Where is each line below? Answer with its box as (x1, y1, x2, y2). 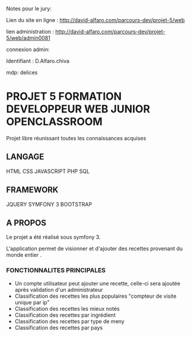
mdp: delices (6, 69, 38, 76)
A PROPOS (6, 218, 46, 228)
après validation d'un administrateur (14, 286, 103, 293)
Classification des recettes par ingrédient (14, 311, 116, 319)
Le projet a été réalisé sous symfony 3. (6, 234, 101, 241)
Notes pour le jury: (6, 5, 52, 12)
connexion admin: (6, 46, 50, 53)
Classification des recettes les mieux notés (14, 305, 120, 312)
